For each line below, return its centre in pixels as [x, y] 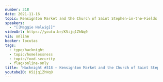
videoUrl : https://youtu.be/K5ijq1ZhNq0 [47, 32]
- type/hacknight [27, 50]
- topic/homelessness [31, 54]
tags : [10, 45]
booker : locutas [21, 41]
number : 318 [17, 9]
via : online [17, 37]
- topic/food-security [32, 59]
